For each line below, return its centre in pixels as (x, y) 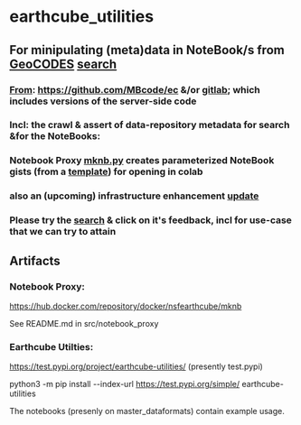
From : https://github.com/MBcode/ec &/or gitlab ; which (135, 89)
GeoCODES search (63, 64)
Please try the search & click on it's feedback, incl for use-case (150, 220)
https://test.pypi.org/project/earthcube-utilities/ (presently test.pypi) (136, 366)
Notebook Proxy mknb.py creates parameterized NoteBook (142, 161)
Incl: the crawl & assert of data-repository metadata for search (150, 125)
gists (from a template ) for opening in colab (106, 171)
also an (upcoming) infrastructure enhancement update (134, 196)
